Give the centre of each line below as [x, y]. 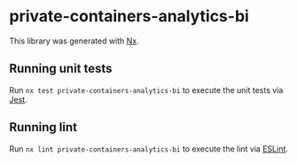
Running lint [43, 127]
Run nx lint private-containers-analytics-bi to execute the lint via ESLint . [148, 149]
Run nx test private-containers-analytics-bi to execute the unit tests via [146, 89]
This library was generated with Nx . [74, 41]
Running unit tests [61, 69]
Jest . [19, 99]
